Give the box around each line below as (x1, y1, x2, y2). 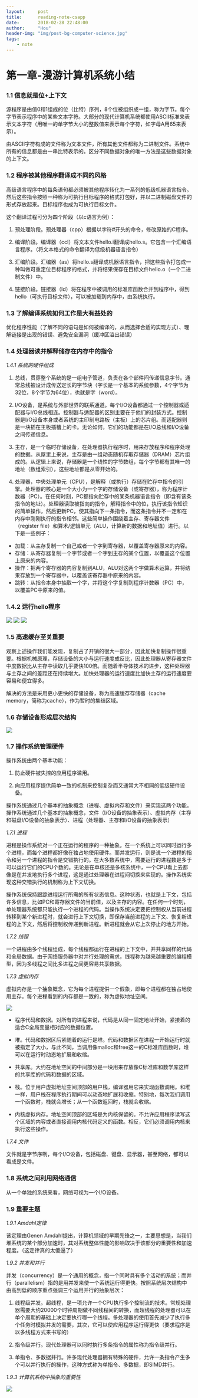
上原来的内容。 (14, 557, 51, 564)
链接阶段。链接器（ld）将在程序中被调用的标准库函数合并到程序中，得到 (14, 285, 190, 293)
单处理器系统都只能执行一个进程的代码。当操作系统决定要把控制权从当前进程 (6, 906, 192, 913)
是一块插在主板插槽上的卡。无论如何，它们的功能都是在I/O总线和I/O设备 (14, 424, 190, 431)
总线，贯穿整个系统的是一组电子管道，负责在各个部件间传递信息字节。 (14, 374, 186, 381)
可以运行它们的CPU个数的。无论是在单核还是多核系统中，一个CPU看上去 (6, 864, 183, 871)
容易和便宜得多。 (6, 677, 48, 684)
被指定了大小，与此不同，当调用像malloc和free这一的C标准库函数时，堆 (14, 1043, 189, 1051)
